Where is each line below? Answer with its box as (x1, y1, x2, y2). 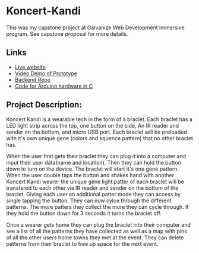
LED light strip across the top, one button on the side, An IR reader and (6, 122, 179, 129)
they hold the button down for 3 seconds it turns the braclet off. (6, 209, 162, 217)
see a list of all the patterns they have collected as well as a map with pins (6, 227, 187, 235)
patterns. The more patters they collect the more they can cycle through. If (6, 203, 189, 210)
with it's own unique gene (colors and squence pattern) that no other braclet (6, 134, 193, 141)
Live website (14, 63, 46, 70)
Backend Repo (14, 76, 51, 83)
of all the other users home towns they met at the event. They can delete (6, 234, 184, 241)
